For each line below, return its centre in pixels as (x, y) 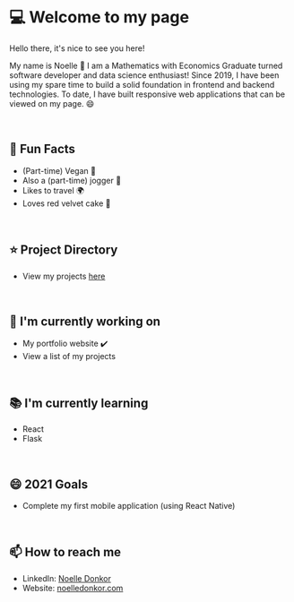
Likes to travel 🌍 (53, 190)
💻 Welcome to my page (99, 17)
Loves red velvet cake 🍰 (66, 203)
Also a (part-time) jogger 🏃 (72, 180)
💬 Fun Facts (43, 149)
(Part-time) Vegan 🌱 (59, 170)
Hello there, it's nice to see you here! (77, 48)
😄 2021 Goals (49, 484)
